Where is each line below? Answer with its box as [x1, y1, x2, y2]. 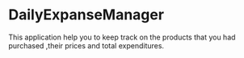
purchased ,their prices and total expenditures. [8, 40, 164, 50]
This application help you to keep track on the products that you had [8, 32, 236, 42]
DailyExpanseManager [8, 6, 164, 24]
